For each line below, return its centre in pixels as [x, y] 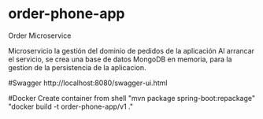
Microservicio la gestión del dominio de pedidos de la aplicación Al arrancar [131, 50]
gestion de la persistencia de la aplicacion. [77, 67]
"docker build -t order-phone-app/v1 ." [71, 106]
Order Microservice [40, 35]
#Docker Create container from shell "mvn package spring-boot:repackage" [132, 98]
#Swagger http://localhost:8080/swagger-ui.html [88, 83]
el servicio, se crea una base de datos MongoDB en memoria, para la [120, 59]
